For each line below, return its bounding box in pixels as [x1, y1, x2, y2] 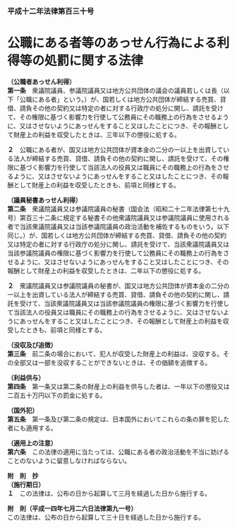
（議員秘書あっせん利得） [7, 196, 82, 204]
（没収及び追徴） [7, 341, 57, 349]
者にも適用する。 [7, 423, 57, 432]
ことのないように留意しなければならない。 [7, 456, 131, 464]
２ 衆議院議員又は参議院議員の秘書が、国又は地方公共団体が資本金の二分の [7, 281, 230, 290]
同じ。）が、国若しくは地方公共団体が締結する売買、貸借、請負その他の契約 [7, 231, 227, 240]
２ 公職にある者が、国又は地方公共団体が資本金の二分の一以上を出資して [7, 145, 224, 153]
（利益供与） [7, 373, 44, 382]
